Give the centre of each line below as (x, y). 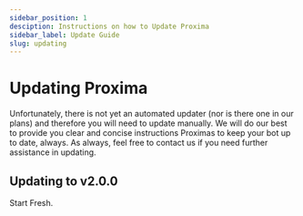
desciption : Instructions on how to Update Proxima (109, 26)
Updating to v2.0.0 (64, 181)
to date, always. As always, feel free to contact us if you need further (139, 143)
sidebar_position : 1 (49, 18)
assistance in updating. (53, 152)
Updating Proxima (79, 88)
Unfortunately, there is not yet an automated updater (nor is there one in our (151, 114)
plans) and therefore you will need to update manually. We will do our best (149, 123)
